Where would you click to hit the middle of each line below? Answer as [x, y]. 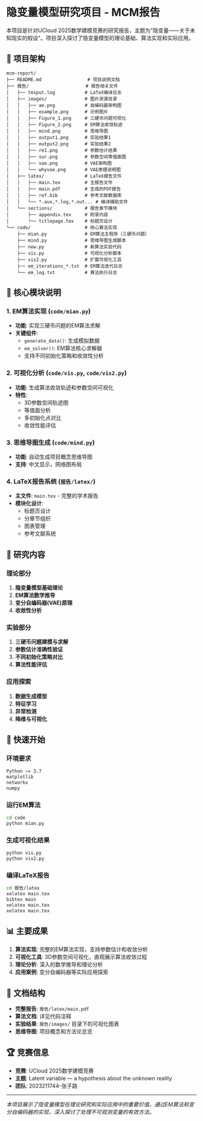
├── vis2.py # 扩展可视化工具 [69, 260]
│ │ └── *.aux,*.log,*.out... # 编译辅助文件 [67, 202]
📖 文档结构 [26, 993]
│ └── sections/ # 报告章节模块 [62, 208]
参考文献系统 [40, 534]
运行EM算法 [24, 804]
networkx [17, 783]
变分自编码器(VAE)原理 [43, 603]
